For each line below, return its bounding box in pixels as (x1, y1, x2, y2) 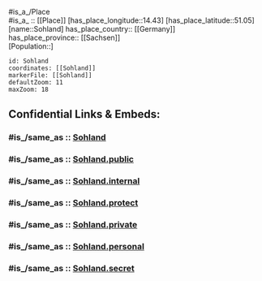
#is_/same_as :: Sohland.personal (8, 240, 144, 252)
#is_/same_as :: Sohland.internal (8, 175, 140, 187)
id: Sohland (8, 57, 49, 65)
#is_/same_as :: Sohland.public (8, 153, 134, 165)
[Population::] (8, 41, 54, 51)
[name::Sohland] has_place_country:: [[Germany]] (8, 24, 176, 33)
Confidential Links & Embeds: (8, 107, 161, 121)
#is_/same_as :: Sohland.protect (8, 197, 139, 209)
